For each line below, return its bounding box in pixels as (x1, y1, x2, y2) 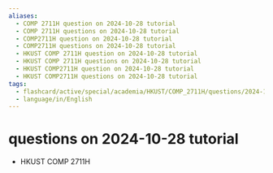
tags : (8, 80, 27, 88)
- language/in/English (15, 95, 93, 103)
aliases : (8, 11, 38, 20)
